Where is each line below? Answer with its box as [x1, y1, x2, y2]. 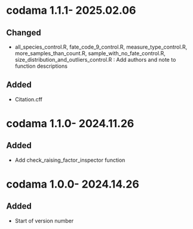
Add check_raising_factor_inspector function [14, 156, 125, 164]
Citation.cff [14, 95, 43, 103]
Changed [6, 28, 41, 38]
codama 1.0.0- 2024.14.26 [6, 177, 139, 191]
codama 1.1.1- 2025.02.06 [6, 4, 136, 17]
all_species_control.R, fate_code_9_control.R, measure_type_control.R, [14, 43, 188, 50]
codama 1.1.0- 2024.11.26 [6, 117, 134, 130]
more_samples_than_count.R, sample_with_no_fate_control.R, [14, 50, 166, 57]
